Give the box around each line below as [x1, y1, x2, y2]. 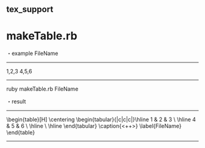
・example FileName [6, 50, 59, 57]
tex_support [6, 4, 54, 15]
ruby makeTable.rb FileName [6, 85, 79, 93]
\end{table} [6, 129, 35, 136]
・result [6, 98, 26, 105]
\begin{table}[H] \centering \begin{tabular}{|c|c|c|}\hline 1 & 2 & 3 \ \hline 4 [6, 116, 196, 124]
